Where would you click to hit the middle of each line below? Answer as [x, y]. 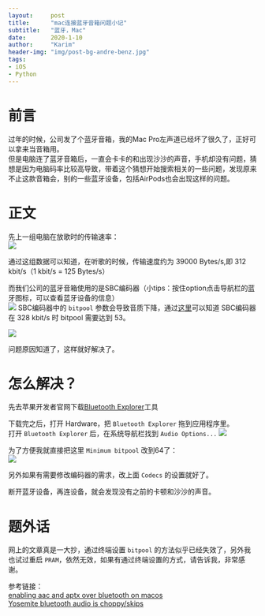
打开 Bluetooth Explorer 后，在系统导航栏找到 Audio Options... [113, 434]
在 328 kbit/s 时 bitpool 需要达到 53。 [69, 317]
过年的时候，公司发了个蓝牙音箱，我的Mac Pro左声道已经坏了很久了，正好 [129, 139]
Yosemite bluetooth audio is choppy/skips [76, 603]
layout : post [37, 15]
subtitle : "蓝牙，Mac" [47, 30]
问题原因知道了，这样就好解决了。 [63, 349]
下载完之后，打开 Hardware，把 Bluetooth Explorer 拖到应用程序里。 [121, 424]
